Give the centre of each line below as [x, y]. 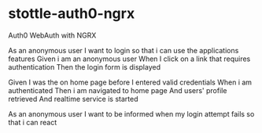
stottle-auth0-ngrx [72, 14]
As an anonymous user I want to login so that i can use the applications [124, 50]
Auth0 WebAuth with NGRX [52, 35]
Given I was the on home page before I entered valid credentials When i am [130, 82]
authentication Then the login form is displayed [85, 66]
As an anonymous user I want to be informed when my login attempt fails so [131, 113]
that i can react [33, 122]
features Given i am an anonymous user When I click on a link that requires [129, 59]
